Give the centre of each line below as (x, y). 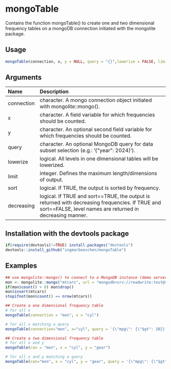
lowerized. (52, 165)
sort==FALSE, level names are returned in (89, 209)
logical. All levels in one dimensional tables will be (99, 159)
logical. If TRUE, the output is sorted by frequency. (100, 188)
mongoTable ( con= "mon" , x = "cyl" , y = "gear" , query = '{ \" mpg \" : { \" (82, 362)
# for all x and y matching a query (44, 357)
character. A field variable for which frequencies (97, 115)
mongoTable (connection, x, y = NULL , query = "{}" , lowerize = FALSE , (81, 62)
